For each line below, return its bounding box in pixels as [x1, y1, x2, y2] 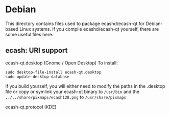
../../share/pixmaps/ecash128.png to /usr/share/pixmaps [5, 94, 127, 100]
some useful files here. [5, 31, 54, 37]
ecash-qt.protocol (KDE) [5, 104, 57, 110]
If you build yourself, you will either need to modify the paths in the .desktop [5, 83, 165, 89]
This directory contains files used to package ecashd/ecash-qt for [5, 20, 145, 27]
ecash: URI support [5, 46, 68, 55]
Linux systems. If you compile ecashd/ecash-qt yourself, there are [19, 26, 159, 32]
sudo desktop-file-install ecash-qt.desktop [5, 70, 102, 75]
